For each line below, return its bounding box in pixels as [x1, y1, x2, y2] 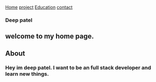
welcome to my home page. [5, 32, 94, 40]
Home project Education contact [5, 4, 73, 10]
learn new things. [5, 70, 49, 77]
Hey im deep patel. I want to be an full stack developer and [5, 64, 151, 71]
